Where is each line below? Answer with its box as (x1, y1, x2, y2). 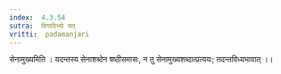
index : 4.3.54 (9, 12, 66, 22)
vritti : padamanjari (9, 29, 90, 38)
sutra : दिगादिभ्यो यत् (9, 21, 76, 30)
